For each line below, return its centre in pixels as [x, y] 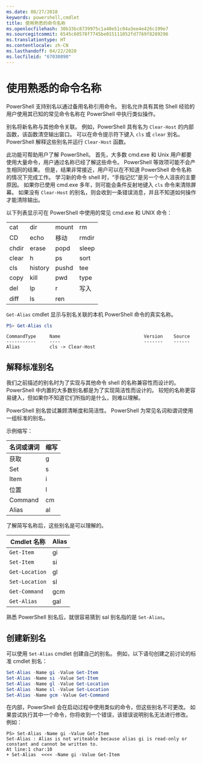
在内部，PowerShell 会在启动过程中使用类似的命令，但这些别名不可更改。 [97, 707]
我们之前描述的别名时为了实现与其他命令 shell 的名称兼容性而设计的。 [93, 383]
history [40, 268]
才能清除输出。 [25, 200]
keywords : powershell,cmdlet [43, 17]
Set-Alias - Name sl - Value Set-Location [58, 689]
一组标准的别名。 [27, 418]
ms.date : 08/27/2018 [32, 12]
